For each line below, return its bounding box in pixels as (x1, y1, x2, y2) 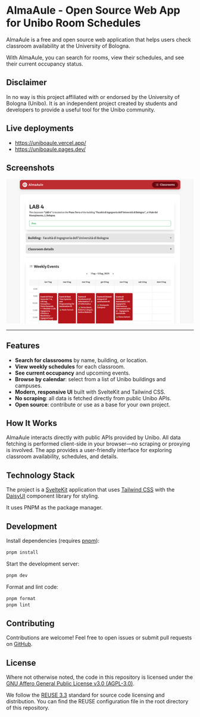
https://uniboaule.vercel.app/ (14, 139, 86, 146)
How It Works (6, 418, 58, 428)
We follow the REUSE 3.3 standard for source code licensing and (6, 691, 165, 699)
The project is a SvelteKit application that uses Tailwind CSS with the (6, 486, 175, 493)
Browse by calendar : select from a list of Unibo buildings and (14, 375, 166, 382)
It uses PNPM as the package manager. (6, 504, 103, 511)
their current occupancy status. (6, 60, 83, 67)
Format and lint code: (6, 583, 58, 591)
